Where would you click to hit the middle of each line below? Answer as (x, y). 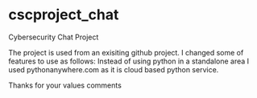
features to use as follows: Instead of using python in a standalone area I (129, 61)
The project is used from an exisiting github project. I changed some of (126, 52)
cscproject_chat (64, 15)
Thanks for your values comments (65, 85)
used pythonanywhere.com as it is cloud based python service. (114, 69)
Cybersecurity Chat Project (54, 37)
